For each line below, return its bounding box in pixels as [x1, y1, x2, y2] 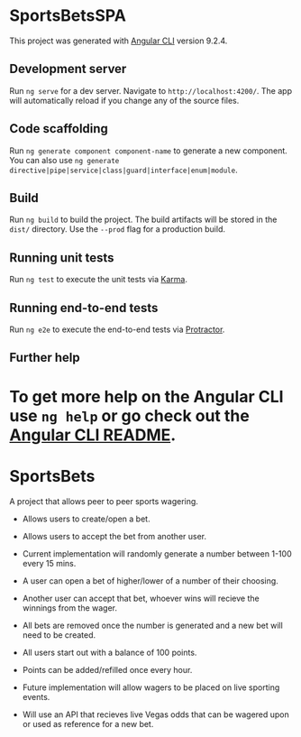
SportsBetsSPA [9, 5, 126, 26]
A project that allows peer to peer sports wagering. [9, 495, 198, 506]
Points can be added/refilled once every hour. [22, 664, 193, 675]
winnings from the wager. [22, 602, 118, 613]
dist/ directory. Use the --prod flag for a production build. [9, 224, 225, 235]
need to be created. [22, 629, 96, 640]
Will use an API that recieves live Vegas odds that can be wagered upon [22, 709, 290, 720]
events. [22, 691, 50, 702]
